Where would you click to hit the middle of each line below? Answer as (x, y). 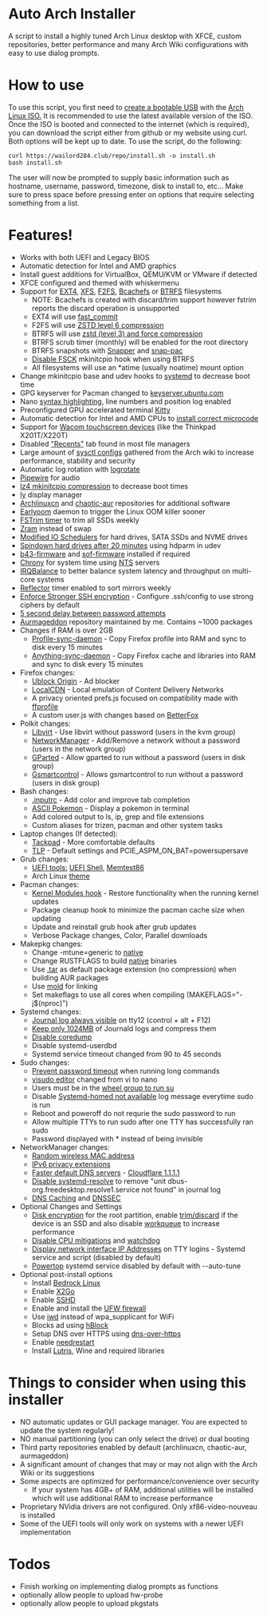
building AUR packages (70, 977)
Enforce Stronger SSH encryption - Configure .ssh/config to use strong (136, 596)
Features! (41, 235)
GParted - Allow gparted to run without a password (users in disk (138, 757)
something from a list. (44, 203)
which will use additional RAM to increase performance (122, 1498)
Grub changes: (44, 859)
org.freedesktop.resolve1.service (86, 1189)
